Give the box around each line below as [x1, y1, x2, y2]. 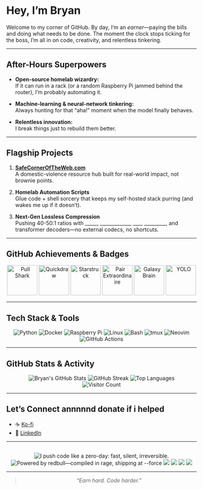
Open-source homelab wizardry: [14, 75, 99, 83]
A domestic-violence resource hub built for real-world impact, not [14, 170, 179, 177]
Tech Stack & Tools [6, 313, 80, 323]
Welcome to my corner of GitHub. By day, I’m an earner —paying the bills [6, 24, 187, 31]
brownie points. [14, 176, 54, 184]
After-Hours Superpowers [6, 60, 107, 70]
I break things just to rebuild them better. [14, 124, 117, 132]
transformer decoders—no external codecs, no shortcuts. [14, 226, 159, 233]
